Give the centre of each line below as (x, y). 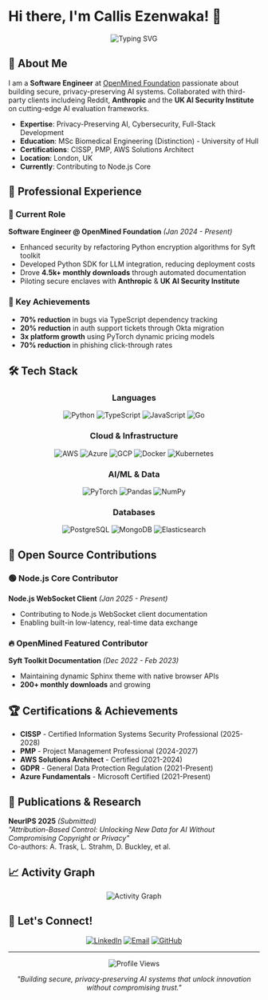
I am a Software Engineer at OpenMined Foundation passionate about (124, 82)
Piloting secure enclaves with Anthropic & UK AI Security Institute (130, 281)
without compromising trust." (134, 987)
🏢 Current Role (37, 214)
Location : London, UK (56, 158)
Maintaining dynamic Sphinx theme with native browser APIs (119, 676)
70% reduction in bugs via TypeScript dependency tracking (118, 319)
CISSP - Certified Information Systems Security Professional (119, 734)
